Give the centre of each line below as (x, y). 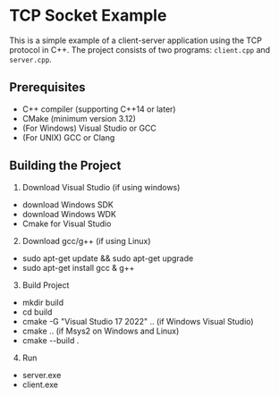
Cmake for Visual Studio (67, 224)
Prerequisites (47, 87)
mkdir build (43, 302)
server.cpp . (30, 59)
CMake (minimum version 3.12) (79, 118)
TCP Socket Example (88, 16)
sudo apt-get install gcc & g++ (78, 267)
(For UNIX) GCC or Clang (68, 137)
